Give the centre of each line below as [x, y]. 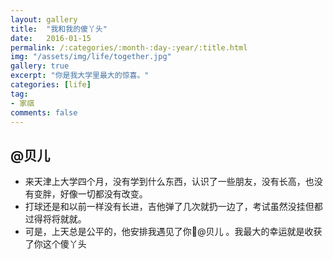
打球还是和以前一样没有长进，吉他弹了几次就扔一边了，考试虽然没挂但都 [173, 207]
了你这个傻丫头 [55, 244]
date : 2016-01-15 [51, 38]
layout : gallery [44, 19]
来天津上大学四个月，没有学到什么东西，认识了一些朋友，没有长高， [165, 182]
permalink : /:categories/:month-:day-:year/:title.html [129, 47]
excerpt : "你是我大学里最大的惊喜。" [80, 76]
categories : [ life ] [51, 85]
